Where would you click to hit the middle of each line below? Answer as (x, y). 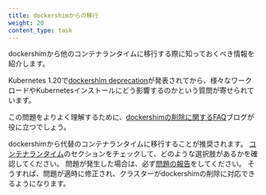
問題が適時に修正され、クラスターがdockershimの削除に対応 (142, 174)
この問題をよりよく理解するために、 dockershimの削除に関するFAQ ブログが (131, 117)
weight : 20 (26, 23)
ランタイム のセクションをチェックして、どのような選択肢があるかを (140, 154)
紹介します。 (29, 63)
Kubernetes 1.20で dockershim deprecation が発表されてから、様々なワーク (130, 81)
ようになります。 (42, 184)
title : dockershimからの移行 (54, 15)
